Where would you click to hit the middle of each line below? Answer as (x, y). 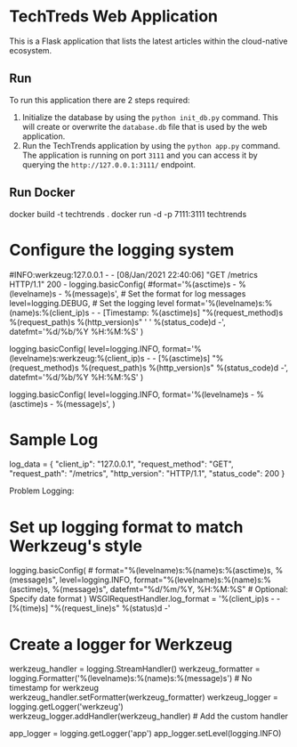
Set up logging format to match (126, 527)
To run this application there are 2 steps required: (100, 100)
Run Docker (42, 193)
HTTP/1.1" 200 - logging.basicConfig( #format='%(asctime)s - (123, 284)
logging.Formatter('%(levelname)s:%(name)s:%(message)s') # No (131, 678)
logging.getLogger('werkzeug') (67, 707)
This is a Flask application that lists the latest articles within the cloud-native (148, 41)
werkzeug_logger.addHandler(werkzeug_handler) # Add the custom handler (149, 716)
